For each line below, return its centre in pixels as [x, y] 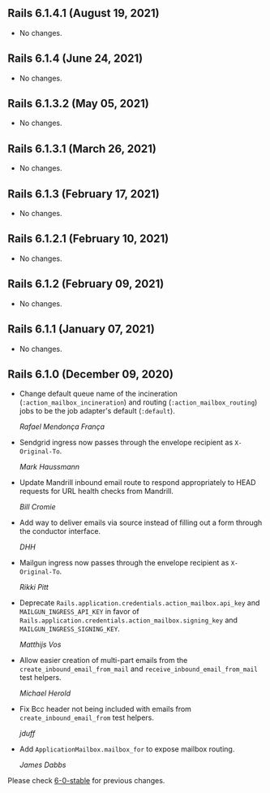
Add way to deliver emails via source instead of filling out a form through [141, 522]
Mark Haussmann [49, 467]
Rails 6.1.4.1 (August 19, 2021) [84, 13]
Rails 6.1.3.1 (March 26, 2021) [82, 148]
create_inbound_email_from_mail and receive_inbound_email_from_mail [139, 669]
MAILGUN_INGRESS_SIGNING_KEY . [70, 629]
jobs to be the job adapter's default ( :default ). [97, 411]
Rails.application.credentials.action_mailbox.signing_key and [129, 620]
